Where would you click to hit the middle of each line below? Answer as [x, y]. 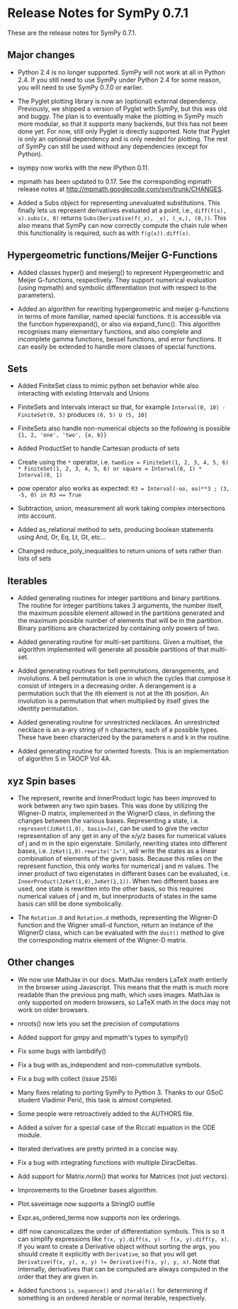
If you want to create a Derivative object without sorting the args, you [119, 1246]
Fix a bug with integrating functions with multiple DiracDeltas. [107, 1162]
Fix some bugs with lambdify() [62, 1051]
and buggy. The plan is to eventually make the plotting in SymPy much [120, 116]
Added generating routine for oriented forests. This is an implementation [123, 751]
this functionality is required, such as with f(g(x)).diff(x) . [104, 233]
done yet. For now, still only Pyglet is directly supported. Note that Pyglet [124, 131]
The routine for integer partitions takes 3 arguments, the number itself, [120, 606]
